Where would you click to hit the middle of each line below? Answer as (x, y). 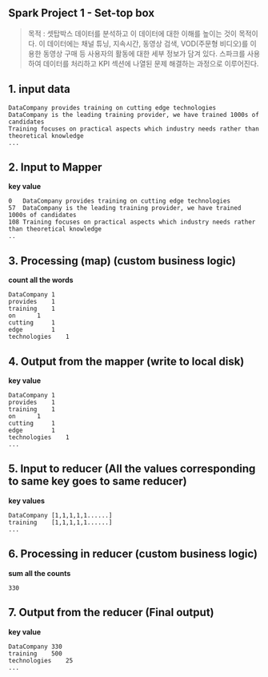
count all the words (41, 280)
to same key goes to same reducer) (98, 481)
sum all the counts (40, 573)
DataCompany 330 (35, 647)
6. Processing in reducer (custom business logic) (133, 554)
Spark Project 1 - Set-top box (81, 13)
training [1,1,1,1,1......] (60, 522)
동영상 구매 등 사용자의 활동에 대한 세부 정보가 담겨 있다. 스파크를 (144, 53)
